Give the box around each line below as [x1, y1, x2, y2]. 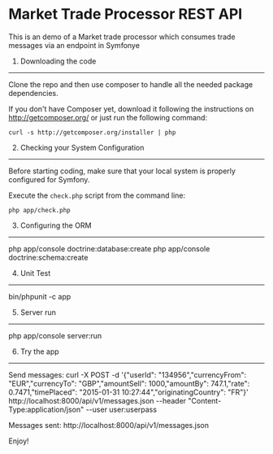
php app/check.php [8, 206, 71, 214]
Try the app [19, 347, 59, 356]
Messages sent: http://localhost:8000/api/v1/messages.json [8, 420, 210, 430]
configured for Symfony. [8, 174, 90, 184]
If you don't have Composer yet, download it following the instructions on [8, 103, 254, 114]
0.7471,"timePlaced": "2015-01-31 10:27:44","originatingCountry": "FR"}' [8, 387, 249, 397]
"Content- [188, 395, 222, 405]
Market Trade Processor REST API [8, 5, 243, 24]
